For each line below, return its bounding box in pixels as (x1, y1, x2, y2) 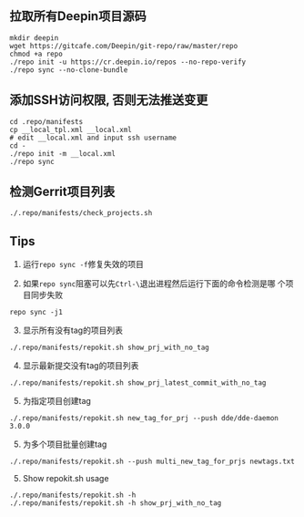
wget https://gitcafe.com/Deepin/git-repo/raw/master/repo (9, 41, 238, 50)
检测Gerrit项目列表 (9, 184, 116, 200)
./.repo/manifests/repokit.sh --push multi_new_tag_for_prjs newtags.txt (9, 457, 296, 467)
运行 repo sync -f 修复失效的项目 (22, 259, 144, 270)
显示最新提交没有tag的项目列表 (22, 360, 139, 371)
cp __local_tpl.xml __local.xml (9, 125, 132, 134)
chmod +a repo (9, 49, 64, 58)
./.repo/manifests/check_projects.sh (9, 209, 153, 218)
